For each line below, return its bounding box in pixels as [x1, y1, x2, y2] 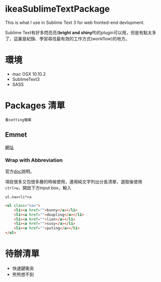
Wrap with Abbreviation [5, 157, 63, 163]
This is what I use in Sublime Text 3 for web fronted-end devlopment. [5, 20, 145, 25]
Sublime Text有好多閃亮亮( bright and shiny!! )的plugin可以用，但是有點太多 [5, 29, 157, 35]
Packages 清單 [5, 100, 65, 111]
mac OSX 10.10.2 [12, 71, 46, 77]
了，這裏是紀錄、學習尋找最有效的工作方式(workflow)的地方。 [5, 36, 130, 41]
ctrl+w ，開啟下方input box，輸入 [5, 184, 72, 191]
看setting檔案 [5, 117, 32, 122]
